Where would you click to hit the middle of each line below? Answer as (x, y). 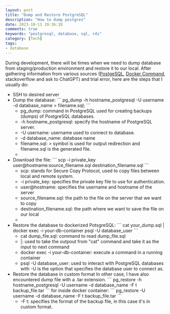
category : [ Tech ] (24, 39)
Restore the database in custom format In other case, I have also (81, 274)
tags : (11, 44)
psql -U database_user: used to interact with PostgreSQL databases (92, 263)
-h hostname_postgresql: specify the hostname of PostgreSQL (86, 121)
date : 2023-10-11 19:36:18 (34, 24)
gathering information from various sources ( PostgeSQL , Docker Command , (85, 74)
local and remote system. (47, 176)
